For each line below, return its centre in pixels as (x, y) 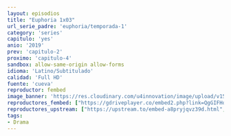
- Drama (18, 122)
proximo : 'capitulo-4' (40, 58)
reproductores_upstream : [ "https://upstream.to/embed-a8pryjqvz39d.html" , (117, 109)
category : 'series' (35, 33)
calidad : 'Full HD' (35, 77)
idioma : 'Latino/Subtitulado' (51, 71)
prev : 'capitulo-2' (35, 52)
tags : (15, 115)
